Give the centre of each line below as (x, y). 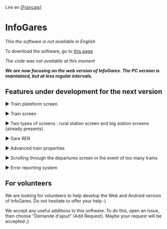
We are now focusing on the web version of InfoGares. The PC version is (82, 70)
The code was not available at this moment (50, 61)
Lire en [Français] (23, 7)
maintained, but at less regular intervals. (49, 76)
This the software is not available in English (50, 41)
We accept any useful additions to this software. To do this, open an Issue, (82, 210)
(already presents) (24, 129)
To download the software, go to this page (49, 51)
